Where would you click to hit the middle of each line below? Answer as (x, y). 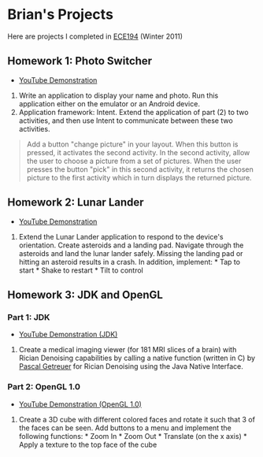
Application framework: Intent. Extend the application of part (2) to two (133, 112)
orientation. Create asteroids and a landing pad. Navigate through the (131, 245)
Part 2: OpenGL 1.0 (44, 387)
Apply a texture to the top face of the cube (88, 444)
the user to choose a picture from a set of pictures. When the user (134, 161)
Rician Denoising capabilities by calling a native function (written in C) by (137, 358)
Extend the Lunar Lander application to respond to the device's (121, 236)
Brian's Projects (60, 15)
